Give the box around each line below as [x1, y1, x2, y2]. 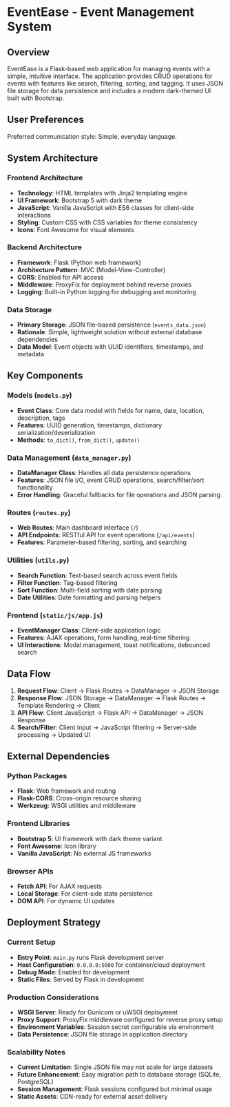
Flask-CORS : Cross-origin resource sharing [17, 794, 141, 802]
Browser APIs [7, 866, 54, 876]
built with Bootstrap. [7, 94, 65, 102]
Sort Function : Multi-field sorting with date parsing [17, 586, 163, 594]
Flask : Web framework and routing [17, 787, 116, 795]
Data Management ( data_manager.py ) [7, 453, 132, 463]
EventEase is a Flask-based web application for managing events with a [7, 65, 211, 73]
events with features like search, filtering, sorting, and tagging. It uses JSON [7, 79, 224, 87]
